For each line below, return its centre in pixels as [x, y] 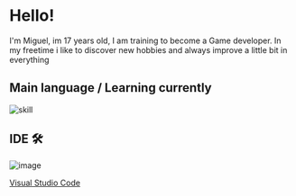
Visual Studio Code [45, 183]
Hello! [32, 16]
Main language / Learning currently [111, 88]
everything [29, 59]
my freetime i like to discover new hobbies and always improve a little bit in [148, 49]
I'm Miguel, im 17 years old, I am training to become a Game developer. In [145, 40]
